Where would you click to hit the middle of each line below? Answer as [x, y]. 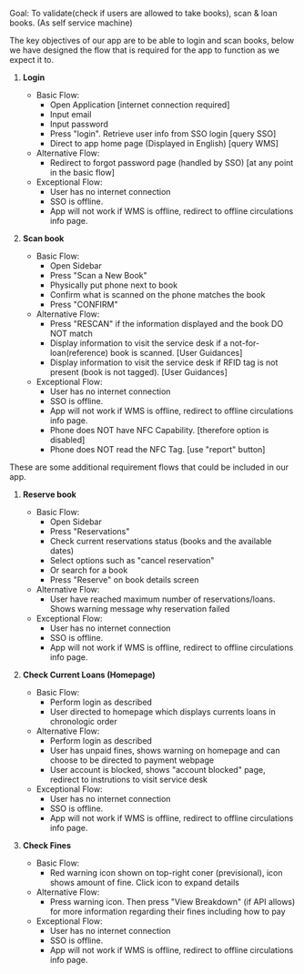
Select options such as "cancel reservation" [132, 560]
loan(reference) [79, 353]
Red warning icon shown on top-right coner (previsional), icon [166, 873]
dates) [62, 551]
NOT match [71, 333]
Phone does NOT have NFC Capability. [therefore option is [159, 430]
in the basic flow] [82, 172]
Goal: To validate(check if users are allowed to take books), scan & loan [143, 13]
